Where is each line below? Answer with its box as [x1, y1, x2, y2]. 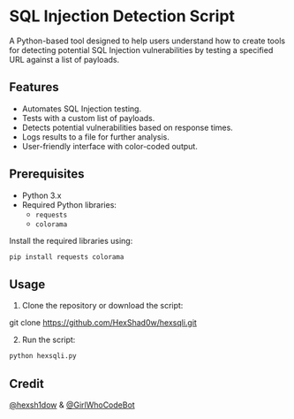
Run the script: [21, 334, 76, 346]
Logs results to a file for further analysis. [21, 131, 170, 142]
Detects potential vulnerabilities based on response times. [21, 122, 234, 133]
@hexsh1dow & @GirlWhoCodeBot [9, 400, 135, 410]
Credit [9, 376, 44, 391]
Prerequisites [9, 166, 85, 182]
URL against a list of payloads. [9, 54, 120, 65]
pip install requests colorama [9, 252, 124, 262]
